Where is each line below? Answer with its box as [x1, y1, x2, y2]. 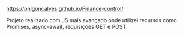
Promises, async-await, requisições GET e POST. [6, 23, 128, 30]
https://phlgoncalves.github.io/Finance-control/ [6, 5, 124, 12]
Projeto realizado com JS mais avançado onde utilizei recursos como [6, 17, 177, 23]
